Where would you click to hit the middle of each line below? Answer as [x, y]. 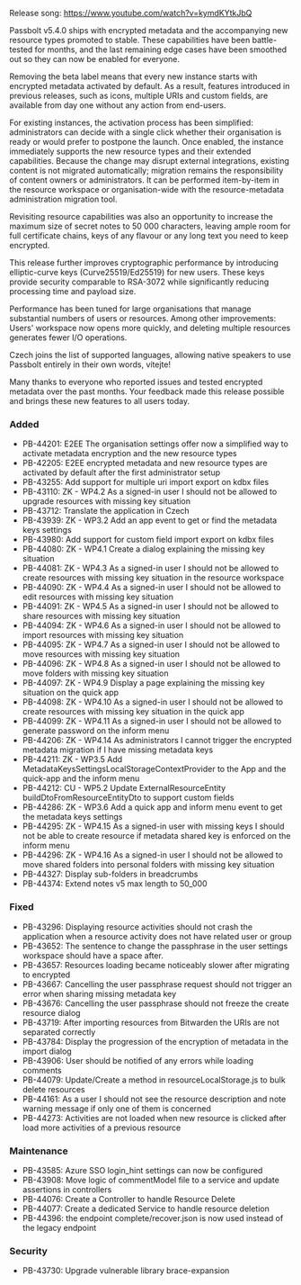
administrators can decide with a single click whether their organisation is [146, 132]
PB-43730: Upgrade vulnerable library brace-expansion [126, 1271]
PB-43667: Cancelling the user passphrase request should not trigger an [157, 984]
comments [42, 1070]
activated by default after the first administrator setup [121, 472]
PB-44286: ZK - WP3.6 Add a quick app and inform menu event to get [152, 807]
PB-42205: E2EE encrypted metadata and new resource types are [145, 463]
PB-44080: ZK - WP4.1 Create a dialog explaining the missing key [143, 549]
